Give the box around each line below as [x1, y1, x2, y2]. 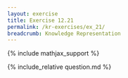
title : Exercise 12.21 [7, 17, 74, 24]
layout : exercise [7, 10, 58, 18]
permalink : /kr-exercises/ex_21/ [7, 23, 105, 30]
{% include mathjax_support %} [7, 49, 100, 58]
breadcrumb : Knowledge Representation [7, 30, 121, 37]
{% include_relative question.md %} [7, 63, 112, 71]
